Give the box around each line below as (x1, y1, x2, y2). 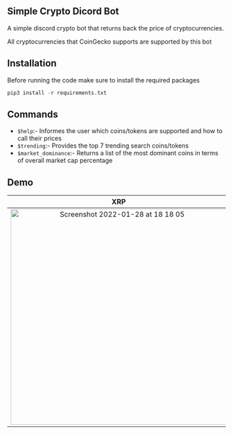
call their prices (17, 134, 62, 143)
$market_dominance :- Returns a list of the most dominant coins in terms (17, 149, 218, 157)
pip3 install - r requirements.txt (7, 89, 107, 96)
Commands (7, 108, 59, 120)
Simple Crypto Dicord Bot (7, 6, 119, 17)
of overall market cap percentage (17, 156, 113, 165)
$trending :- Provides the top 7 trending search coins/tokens (17, 141, 189, 150)
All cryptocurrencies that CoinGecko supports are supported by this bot (7, 37, 212, 46)
